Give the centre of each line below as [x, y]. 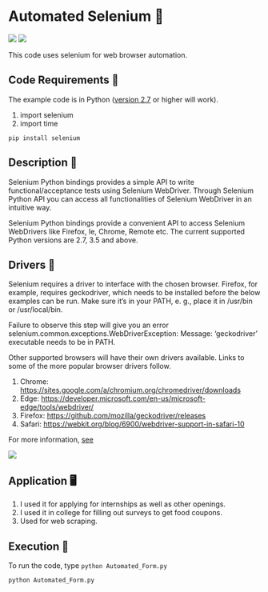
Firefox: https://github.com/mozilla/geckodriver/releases [113, 416]
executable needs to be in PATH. [62, 342]
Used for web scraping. [58, 521]
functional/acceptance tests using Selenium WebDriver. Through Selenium [131, 190]
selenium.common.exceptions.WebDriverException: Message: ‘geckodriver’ [133, 334]
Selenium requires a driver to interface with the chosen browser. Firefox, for [133, 284]
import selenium [46, 114]
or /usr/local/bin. [36, 310]
